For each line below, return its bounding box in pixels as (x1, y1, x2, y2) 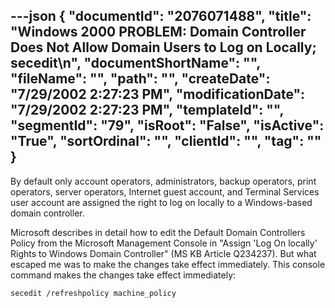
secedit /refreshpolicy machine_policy (10, 288, 177, 298)
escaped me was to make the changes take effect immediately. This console (10, 258, 326, 270)
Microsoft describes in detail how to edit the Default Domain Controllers (10, 226, 306, 238)
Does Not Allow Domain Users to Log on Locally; (10, 39, 317, 56)
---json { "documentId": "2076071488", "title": (10, 8, 312, 25)
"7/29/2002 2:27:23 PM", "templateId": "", (10, 102, 284, 119)
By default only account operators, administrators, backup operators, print (10, 175, 317, 187)
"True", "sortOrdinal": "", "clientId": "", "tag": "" (10, 133, 322, 150)
